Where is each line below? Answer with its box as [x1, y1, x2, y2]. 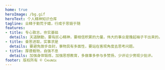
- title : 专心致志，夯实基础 [5, 30, 58, 35]
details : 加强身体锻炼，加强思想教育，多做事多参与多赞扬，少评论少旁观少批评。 [9, 53, 155, 58]
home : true [5, 7, 28, 12]
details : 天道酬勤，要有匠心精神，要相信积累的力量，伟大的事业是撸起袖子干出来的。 [9, 35, 163, 40]
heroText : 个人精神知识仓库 [5, 16, 57, 21]
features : [5, 26, 26, 31]
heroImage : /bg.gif [5, 12, 46, 17]
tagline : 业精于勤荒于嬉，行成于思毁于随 [5, 21, 81, 26]
